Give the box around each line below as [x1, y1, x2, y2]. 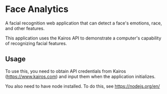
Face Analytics [5, 3, 68, 15]
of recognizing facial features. [5, 40, 67, 46]
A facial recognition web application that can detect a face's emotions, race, [5, 20, 162, 26]
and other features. [5, 25, 45, 31]
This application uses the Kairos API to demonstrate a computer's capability [5, 35, 161, 41]
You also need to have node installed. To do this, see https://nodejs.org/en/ [5, 83, 160, 89]
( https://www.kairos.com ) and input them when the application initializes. [5, 73, 156, 79]
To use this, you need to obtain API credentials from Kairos [5, 68, 126, 74]
